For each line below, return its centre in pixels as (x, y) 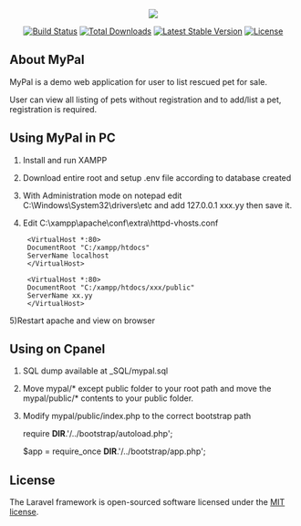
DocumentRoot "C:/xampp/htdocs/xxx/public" (111, 288)
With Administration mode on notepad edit (102, 195)
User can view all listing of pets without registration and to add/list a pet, (145, 100)
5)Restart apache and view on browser (82, 321)
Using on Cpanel (57, 349)
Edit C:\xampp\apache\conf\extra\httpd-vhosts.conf (120, 223)
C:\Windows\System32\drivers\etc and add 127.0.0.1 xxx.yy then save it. (157, 205)
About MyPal (47, 60)
